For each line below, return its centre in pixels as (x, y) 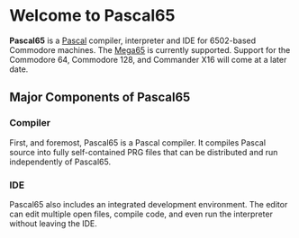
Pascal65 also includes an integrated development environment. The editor (149, 204)
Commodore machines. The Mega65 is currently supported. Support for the (150, 49)
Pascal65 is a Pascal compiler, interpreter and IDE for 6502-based (133, 40)
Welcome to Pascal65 (92, 16)
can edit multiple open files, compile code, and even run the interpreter (141, 214)
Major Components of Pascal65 (100, 97)
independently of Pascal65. (60, 162)
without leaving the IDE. (53, 223)
